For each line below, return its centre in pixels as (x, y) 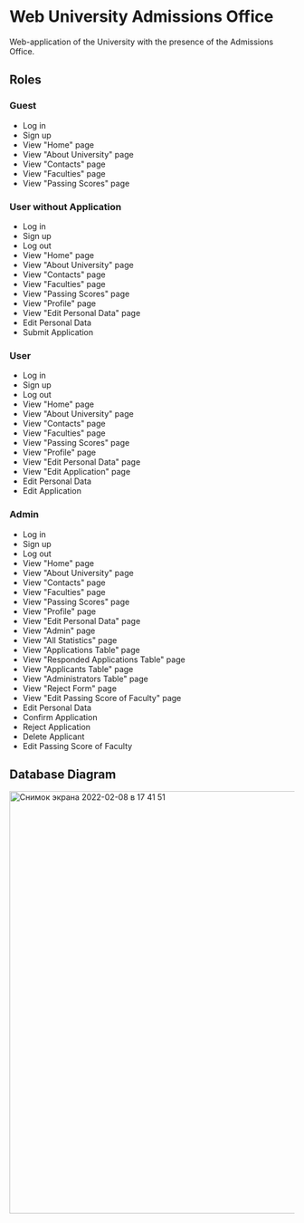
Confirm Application (60, 717)
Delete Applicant (53, 737)
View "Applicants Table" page (78, 669)
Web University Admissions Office (142, 17)
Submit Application (58, 332)
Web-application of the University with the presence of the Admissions (142, 42)
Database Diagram (63, 774)
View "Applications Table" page (81, 650)
